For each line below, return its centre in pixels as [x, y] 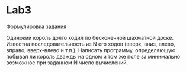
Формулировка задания [36, 26]
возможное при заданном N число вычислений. [67, 63]
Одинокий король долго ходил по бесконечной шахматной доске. [90, 37]
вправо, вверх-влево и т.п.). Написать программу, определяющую [91, 50]
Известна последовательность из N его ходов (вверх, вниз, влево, [91, 44]
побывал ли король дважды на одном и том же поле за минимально [93, 56]
